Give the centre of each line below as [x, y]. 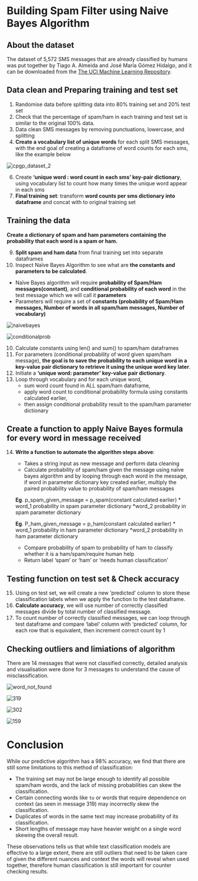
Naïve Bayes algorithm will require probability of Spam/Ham [88, 282]
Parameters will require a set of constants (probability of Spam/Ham [99, 301]
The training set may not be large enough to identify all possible [92, 779]
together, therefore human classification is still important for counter [89, 865]
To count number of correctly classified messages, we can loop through [103, 618]
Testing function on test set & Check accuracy [93, 578]
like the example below [43, 154]
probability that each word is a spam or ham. [62, 241]
